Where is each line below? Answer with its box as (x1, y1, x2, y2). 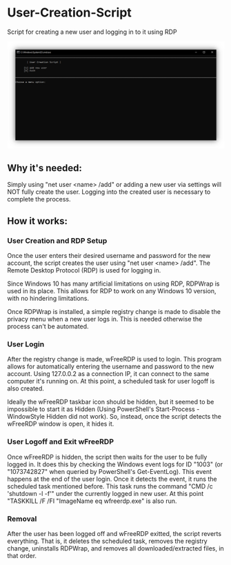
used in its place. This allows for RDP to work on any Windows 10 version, (7, 286, 217, 295)
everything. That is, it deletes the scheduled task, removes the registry (7, 537, 208, 545)
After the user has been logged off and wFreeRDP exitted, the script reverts (7, 529, 222, 537)
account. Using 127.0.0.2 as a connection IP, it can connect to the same (7, 370, 210, 378)
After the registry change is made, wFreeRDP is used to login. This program (7, 355, 222, 364)
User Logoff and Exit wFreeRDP (7, 437, 114, 446)
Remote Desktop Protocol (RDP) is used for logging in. (7, 266, 161, 274)
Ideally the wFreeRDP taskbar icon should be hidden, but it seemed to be (7, 398, 214, 406)
